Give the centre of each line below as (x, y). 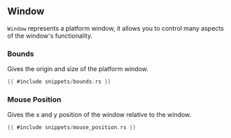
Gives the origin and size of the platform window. (78, 69)
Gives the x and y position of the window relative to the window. (99, 115)
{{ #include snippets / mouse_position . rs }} (72, 128)
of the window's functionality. (50, 36)
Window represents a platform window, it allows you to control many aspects (115, 28)
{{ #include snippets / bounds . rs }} (59, 82)
